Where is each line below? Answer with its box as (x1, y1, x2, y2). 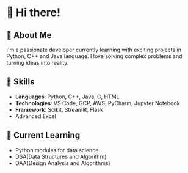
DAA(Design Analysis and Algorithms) (15, 159, 111, 167)
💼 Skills (6, 76, 35, 87)
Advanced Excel (15, 112, 56, 120)
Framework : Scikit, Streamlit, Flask (15, 106, 104, 113)
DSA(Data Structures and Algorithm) (15, 153, 107, 160)
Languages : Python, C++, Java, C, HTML (15, 93, 120, 100)
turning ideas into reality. (6, 59, 69, 66)
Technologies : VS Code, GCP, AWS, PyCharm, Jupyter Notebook (15, 99, 180, 106)
